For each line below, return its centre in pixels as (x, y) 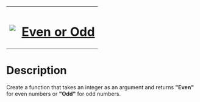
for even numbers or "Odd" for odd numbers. (63, 94)
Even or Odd (58, 32)
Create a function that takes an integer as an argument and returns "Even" (100, 87)
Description (37, 71)
